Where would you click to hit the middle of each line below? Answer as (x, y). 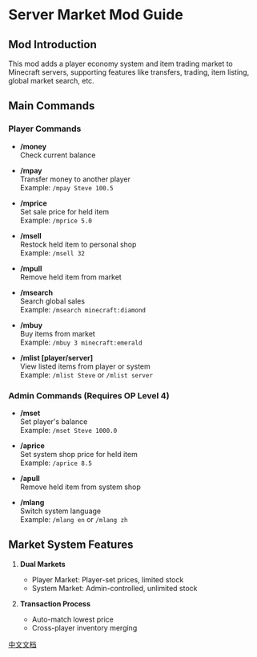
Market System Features (71, 545)
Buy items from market (58, 333)
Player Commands (45, 129)
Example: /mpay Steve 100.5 (66, 187)
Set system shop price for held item (78, 454)
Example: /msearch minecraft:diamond (83, 309)
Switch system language (60, 511)
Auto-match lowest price (72, 619)
